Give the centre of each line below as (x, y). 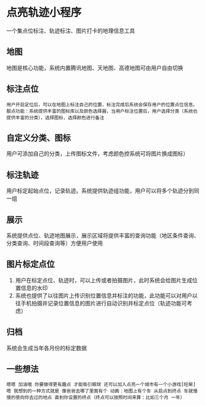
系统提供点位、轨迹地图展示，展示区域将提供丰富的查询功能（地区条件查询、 (103, 235)
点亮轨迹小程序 (44, 13)
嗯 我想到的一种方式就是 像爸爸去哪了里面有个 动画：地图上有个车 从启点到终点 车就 (100, 391)
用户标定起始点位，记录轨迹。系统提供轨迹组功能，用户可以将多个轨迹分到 (100, 191)
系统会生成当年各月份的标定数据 (47, 348)
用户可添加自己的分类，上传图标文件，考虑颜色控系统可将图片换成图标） (97, 154)
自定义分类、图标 (39, 137)
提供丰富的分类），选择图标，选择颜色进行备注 (55, 118)
